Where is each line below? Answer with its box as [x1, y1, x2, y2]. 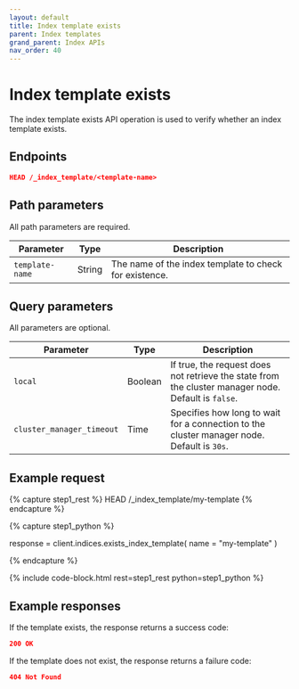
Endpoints [9, 149, 68, 165]
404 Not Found [9, 672, 62, 682]
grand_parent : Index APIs [9, 37, 105, 47]
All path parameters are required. [9, 221, 131, 232]
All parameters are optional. [9, 323, 111, 333]
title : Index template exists [9, 21, 122, 30]
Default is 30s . [170, 440, 229, 453]
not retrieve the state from [170, 370, 280, 382]
